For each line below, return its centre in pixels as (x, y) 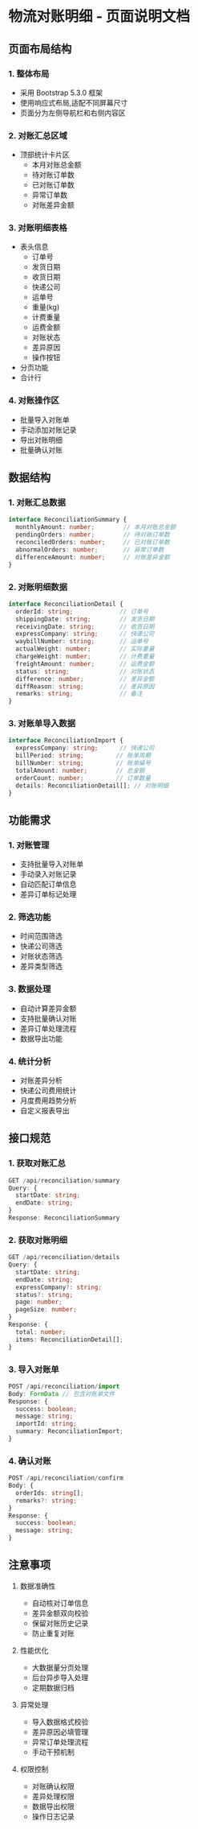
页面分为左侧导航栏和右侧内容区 (73, 113)
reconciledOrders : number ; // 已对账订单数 (93, 543)
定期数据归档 (53, 1687)
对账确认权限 (53, 1786)
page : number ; (39, 1302)
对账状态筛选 (41, 956)
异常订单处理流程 (60, 1742)
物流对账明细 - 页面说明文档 (99, 17)
